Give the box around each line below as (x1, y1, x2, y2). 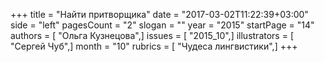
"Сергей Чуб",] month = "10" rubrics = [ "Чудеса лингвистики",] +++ (10, 40, 298, 52)
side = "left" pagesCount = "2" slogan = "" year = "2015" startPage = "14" (10, 19, 315, 31)
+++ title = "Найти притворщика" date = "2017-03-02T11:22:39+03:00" (10, 9, 309, 20)
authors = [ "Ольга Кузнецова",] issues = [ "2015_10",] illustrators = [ (10, 30, 294, 41)
